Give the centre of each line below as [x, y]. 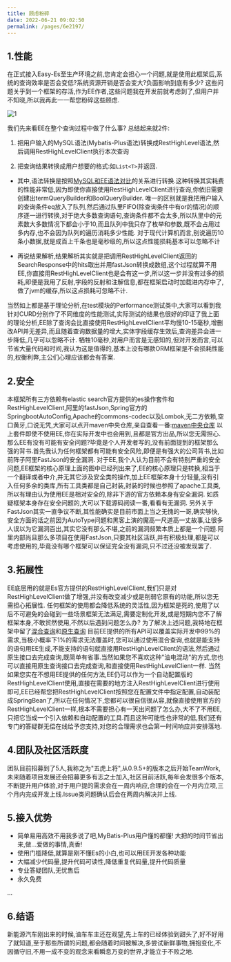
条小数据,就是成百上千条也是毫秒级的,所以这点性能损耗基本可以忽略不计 [119, 241]
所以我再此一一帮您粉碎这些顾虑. [73, 100]
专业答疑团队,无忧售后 [48, 870]
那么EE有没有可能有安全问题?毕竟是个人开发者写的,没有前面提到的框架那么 [113, 442]
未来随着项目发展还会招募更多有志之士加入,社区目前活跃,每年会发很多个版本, [115, 777]
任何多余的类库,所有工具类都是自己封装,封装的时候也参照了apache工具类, [117, 485]
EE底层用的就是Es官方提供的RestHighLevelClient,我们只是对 [92, 588]
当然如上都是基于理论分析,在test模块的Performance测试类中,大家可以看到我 [114, 306]
